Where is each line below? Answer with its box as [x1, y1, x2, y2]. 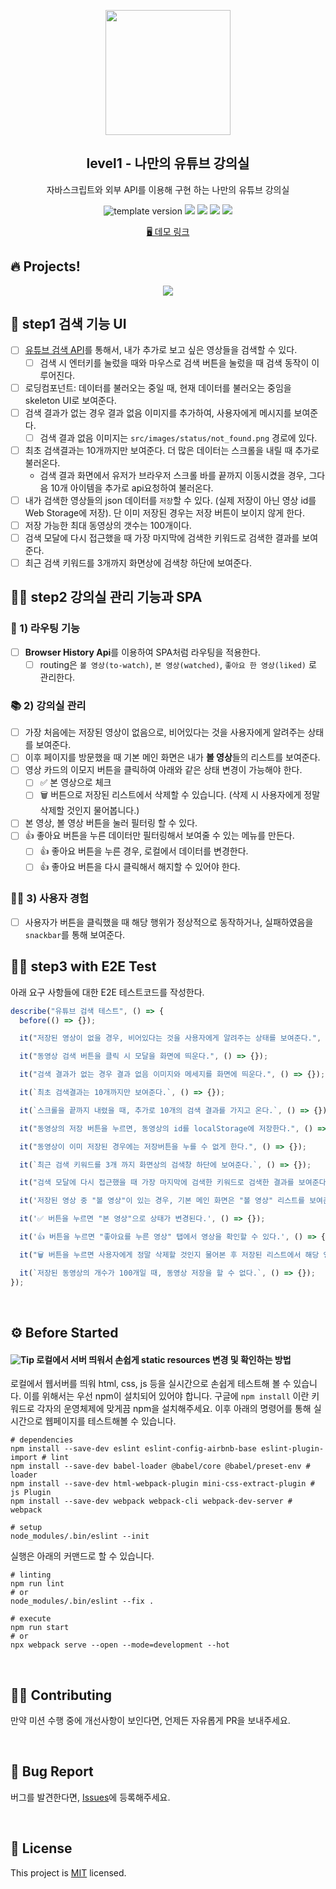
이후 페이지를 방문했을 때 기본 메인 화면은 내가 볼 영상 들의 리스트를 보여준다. [24, 751, 321, 764]
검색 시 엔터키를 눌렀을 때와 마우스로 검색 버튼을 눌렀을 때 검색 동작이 [39, 356, 310, 369]
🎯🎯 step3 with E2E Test [10, 958, 157, 975]
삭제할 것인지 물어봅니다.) [39, 805, 140, 817]
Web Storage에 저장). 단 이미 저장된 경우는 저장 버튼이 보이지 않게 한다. [24, 506, 305, 519]
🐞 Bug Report [10, 1763, 94, 1780]
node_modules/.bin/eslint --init [10, 1531, 150, 1542]
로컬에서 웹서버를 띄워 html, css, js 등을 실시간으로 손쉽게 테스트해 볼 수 [10, 1378, 292, 1390]
